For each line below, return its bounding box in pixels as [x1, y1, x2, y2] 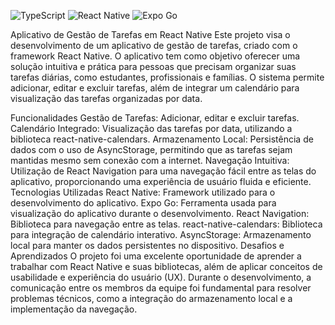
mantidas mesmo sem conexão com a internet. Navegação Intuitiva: [10, 155, 290, 166]
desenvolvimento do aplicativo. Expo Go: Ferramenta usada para [10, 197, 277, 209]
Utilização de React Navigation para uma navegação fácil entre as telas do [10, 165, 317, 177]
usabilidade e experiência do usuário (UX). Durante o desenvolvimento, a [10, 271, 312, 283]
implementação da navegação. [10, 303, 138, 315]
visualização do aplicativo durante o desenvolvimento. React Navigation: [10, 208, 310, 219]
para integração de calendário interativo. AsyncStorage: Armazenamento [10, 229, 312, 240]
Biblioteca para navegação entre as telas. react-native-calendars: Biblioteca [10, 218, 323, 230]
